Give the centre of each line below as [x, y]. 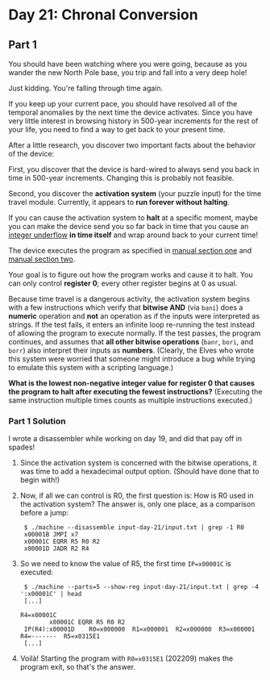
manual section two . [42, 259]
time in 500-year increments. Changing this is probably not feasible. [121, 178]
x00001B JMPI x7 [51, 535]
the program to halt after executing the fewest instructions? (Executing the [135, 392]
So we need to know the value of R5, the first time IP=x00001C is [125, 564]
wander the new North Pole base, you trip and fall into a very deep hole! [128, 73]
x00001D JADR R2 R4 [56, 549]
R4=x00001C [38, 615]
